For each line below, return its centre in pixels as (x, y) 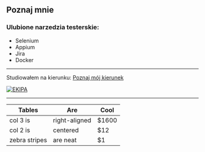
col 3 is (20, 120)
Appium (25, 47)
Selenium (27, 40)
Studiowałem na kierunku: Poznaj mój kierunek (65, 77)
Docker (24, 60)
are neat (65, 140)
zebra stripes (28, 140)
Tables (28, 110)
